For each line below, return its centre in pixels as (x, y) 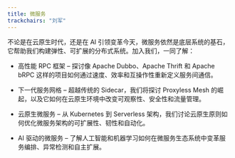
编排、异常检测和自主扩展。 (64, 147)
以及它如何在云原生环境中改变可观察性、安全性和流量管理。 (117, 99)
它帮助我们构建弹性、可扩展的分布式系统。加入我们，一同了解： (101, 51)
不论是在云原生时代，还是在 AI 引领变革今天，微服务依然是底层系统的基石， (118, 42)
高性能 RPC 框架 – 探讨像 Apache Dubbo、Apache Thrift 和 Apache (116, 65)
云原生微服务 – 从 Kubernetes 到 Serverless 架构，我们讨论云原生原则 (120, 114)
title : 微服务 (27, 14)
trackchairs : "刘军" (37, 21)
